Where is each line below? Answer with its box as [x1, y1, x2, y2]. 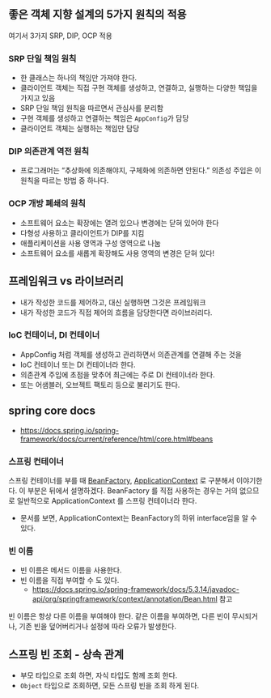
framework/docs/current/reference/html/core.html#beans [19, 434, 214, 444]
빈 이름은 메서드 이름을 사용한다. [19, 565, 122, 575]
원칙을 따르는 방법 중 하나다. [19, 176, 109, 185]
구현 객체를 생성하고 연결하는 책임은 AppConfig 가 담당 [19, 113, 189, 123]
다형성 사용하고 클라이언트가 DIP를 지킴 [19, 228, 145, 237]
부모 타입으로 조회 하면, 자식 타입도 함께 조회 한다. [19, 670, 178, 680]
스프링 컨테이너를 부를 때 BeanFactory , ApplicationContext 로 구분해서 [8, 475, 235, 485]
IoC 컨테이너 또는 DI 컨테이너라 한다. [19, 360, 136, 369]
